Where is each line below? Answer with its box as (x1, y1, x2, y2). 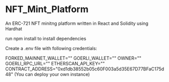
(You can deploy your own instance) (14, 71, 90, 77)
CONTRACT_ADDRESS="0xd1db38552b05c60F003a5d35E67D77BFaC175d (5, 66, 164, 72)
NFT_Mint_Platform (5, 4, 89, 15)
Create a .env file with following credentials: (5, 45, 98, 51)
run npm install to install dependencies (5, 35, 87, 42)
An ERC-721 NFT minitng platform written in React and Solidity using (5, 20, 149, 26)
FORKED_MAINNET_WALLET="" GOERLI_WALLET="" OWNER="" (5, 55, 142, 61)
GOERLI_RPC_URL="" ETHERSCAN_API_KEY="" (5, 60, 105, 66)
